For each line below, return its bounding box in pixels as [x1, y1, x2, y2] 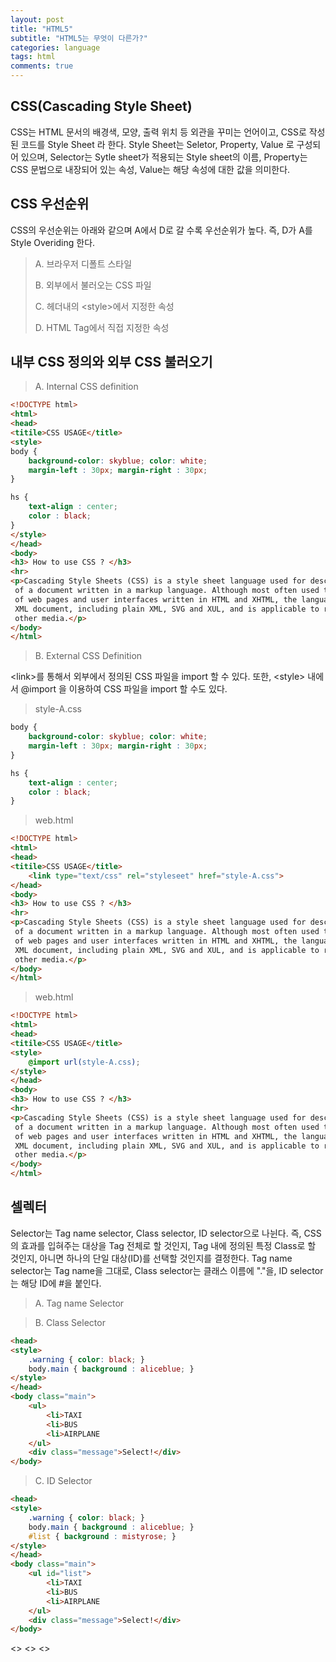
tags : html [10, 52, 56, 62]
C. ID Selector [34, 1475, 93, 1487]
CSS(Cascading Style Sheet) [10, 98, 193, 115]
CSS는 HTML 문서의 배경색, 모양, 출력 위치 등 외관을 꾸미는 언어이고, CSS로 [10, 126, 307, 138]
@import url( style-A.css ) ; [28, 1057, 141, 1067]
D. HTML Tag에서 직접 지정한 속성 [34, 321, 170, 333]
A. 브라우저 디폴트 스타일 [34, 257, 133, 270]
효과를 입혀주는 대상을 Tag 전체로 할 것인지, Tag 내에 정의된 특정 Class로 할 [20, 1239, 317, 1251]
